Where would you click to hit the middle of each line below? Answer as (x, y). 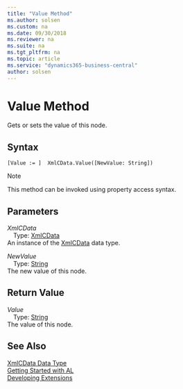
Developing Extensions (40, 378)
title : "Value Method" (40, 14)
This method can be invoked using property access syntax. (92, 190)
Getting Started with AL (41, 370)
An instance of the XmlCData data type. (64, 243)
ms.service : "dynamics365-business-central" (72, 65)
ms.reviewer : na (31, 40)
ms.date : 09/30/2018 (37, 33)
